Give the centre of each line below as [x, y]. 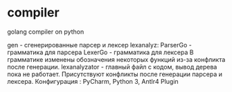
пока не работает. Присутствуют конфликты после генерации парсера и [115, 74]
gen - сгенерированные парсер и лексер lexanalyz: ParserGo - [99, 45]
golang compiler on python [46, 32]
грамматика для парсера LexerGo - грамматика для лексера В [100, 52]
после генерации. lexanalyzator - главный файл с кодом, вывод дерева [112, 67]
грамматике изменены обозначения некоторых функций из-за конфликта [116, 59]
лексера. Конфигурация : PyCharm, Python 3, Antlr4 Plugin [93, 81]
